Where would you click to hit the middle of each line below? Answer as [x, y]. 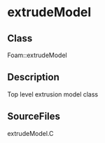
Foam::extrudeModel [37, 55]
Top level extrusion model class [53, 94]
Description [33, 77]
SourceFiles [34, 117]
